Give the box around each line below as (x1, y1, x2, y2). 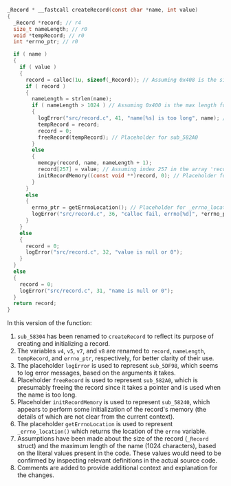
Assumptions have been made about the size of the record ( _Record (16, 434, 209, 443)
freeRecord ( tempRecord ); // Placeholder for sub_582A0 (37, 134, 198, 141)
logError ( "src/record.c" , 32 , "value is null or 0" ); (25, 249, 184, 256)
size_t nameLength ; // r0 (13, 25, 88, 32)
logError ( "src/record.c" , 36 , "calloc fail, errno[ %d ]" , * (32, 210, 205, 218)
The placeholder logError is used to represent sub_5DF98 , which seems (16, 362, 219, 370)
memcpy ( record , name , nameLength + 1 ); (37, 159, 153, 166)
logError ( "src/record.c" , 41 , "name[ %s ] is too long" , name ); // (37, 115, 229, 122)
